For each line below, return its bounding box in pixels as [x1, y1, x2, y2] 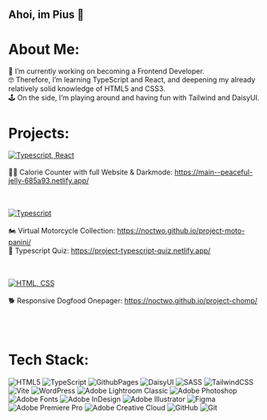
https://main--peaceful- [174, 167, 253, 177]
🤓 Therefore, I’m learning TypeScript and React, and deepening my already [8, 75, 256, 85]
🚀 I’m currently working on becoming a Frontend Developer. [8, 66, 205, 76]
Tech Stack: [8, 351, 90, 369]
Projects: [8, 124, 70, 142]
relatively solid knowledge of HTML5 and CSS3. [8, 84, 165, 94]
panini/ [8, 238, 31, 247]
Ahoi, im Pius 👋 [8, 8, 85, 22]
